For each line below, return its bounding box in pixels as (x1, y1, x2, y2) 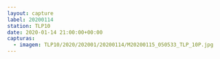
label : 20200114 (7, 16, 54, 23)
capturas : (7, 35, 36, 42)
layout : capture (7, 9, 54, 17)
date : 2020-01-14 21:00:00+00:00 (7, 28, 103, 36)
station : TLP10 (7, 22, 51, 29)
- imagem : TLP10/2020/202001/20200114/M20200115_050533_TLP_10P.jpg (13, 41, 214, 48)
